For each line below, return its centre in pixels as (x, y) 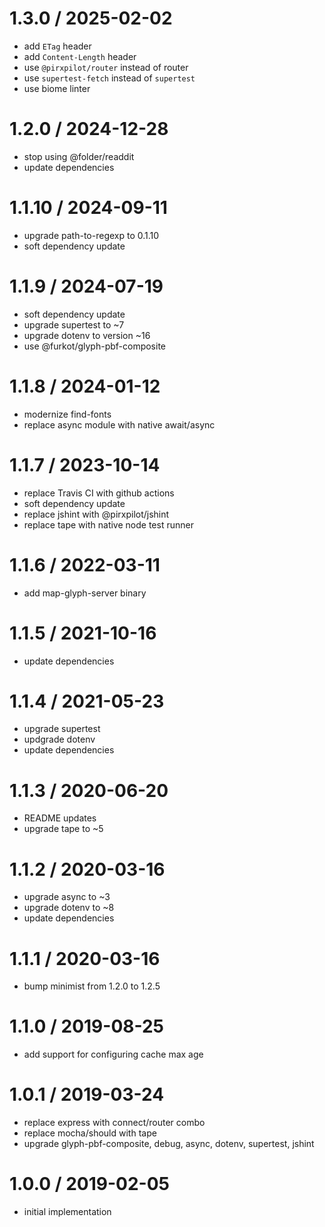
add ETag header (57, 46)
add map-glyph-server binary (85, 593)
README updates (60, 818)
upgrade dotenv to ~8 (69, 908)
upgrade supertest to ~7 (74, 324)
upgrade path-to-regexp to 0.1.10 (91, 235)
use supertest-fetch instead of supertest (109, 78)
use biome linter (57, 88)
